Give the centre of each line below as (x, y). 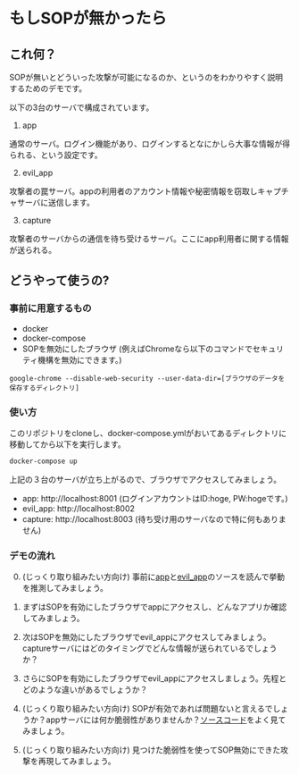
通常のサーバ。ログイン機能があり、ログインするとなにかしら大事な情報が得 (149, 143)
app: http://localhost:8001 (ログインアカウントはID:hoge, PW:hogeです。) (155, 498)
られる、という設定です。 (56, 155)
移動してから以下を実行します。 (68, 444)
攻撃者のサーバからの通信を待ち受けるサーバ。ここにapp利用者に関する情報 (149, 239)
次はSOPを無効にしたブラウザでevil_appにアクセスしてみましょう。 (146, 637)
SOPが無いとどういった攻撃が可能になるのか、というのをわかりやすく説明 (146, 77)
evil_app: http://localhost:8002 (79, 508)
